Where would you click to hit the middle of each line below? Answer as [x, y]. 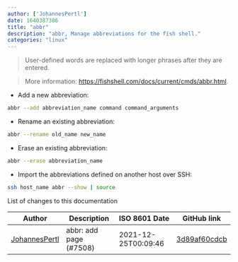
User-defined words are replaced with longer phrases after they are [123, 60]
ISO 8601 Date [144, 218]
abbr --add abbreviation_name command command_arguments [93, 108]
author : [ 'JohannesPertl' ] [47, 14]
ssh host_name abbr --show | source [61, 187]
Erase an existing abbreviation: [62, 148]
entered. [37, 68]
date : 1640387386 [33, 20]
